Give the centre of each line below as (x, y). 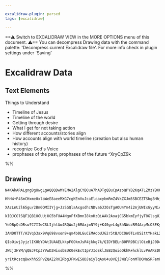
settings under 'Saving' (28, 53)
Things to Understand (27, 103)
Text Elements (27, 91)
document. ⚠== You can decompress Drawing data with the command (77, 42)
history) (20, 143)
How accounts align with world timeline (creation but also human (78, 138)
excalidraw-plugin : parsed (33, 14)
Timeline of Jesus (30, 112)
